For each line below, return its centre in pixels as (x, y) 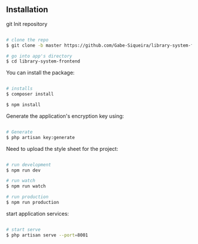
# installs (19, 89)
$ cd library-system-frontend (43, 61)
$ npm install (24, 105)
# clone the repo (27, 40)
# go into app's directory (39, 56)
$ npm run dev (24, 170)
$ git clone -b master (34, 45)
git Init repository (27, 24)
